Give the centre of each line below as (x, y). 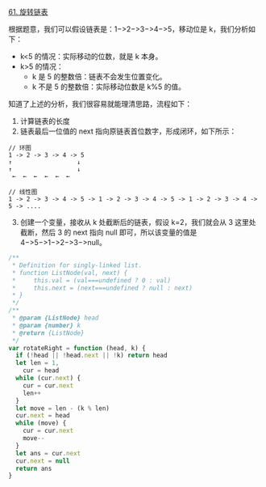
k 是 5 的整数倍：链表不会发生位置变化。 (99, 76)
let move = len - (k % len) (63, 408)
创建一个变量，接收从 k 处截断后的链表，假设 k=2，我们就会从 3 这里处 (138, 222)
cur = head (41, 371)
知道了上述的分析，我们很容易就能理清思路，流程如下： (100, 104)
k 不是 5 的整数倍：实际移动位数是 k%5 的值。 (109, 87)
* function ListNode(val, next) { (70, 273)
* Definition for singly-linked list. (77, 265)
